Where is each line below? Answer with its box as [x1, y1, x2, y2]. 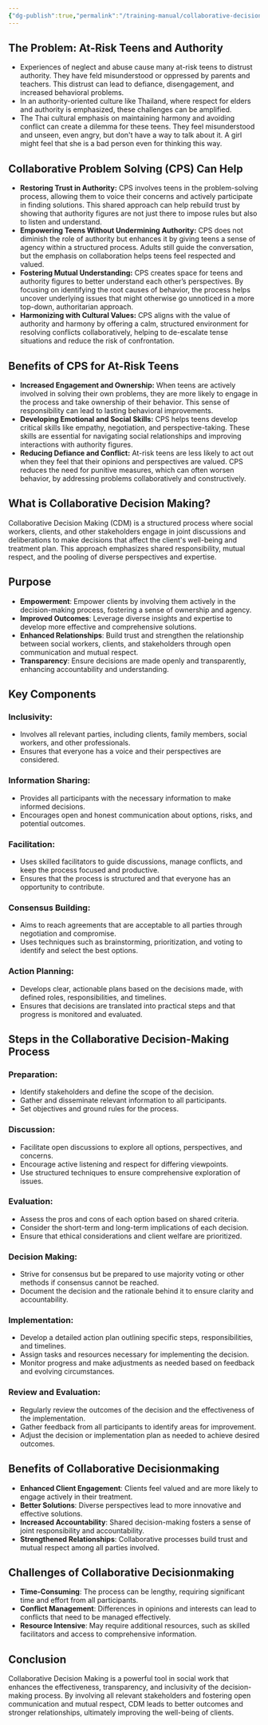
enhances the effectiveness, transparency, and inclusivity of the [8, 1683, 219, 1692]
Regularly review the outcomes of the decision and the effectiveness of [19, 1405, 255, 1414]
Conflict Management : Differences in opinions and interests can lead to [19, 1604, 257, 1614]
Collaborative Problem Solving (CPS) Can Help [8, 161, 243, 176]
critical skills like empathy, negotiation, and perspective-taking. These [19, 423, 250, 432]
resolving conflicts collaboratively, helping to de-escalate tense [19, 328, 229, 337]
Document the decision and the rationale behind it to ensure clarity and [19, 1286, 254, 1296]
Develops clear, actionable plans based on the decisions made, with [19, 984, 243, 993]
